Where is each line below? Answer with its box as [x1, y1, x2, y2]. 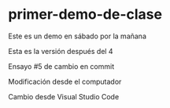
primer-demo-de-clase [8, 5, 163, 23]
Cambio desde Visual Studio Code [8, 92, 120, 101]
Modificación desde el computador [8, 77, 122, 86]
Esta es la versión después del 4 [8, 46, 113, 56]
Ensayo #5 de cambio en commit [8, 61, 115, 71]
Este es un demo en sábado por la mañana [8, 31, 147, 41]
